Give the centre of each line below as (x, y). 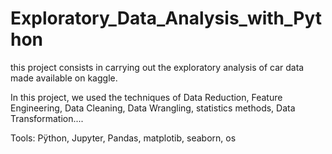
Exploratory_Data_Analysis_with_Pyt (166, 18)
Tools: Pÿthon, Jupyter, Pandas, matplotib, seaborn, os (123, 138)
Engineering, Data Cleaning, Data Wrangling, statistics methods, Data (153, 108)
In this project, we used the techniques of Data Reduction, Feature (146, 97)
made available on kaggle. (64, 78)
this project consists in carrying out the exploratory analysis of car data (157, 67)
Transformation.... (47, 118)
